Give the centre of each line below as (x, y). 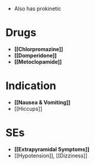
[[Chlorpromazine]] (39, 49)
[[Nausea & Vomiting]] (42, 102)
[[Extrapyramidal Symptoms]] (52, 149)
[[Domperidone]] (35, 55)
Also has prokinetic (38, 9)
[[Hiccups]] (28, 108)
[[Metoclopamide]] (38, 61)
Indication (31, 86)
